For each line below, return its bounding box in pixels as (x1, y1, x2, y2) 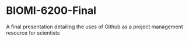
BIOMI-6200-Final (6, 4, 96, 17)
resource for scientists (6, 29, 60, 36)
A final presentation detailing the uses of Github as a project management (6, 23, 183, 30)
